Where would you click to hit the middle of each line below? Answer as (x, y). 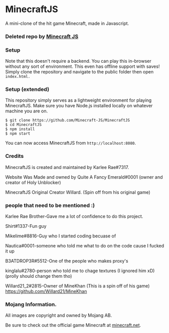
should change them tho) (46, 276)
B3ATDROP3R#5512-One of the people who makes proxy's (67, 261)
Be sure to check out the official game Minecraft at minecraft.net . (73, 325)
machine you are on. (27, 111)
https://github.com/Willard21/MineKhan (46, 292)
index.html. (18, 77)
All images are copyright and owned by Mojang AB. (59, 315)
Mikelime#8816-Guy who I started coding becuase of (61, 236)
